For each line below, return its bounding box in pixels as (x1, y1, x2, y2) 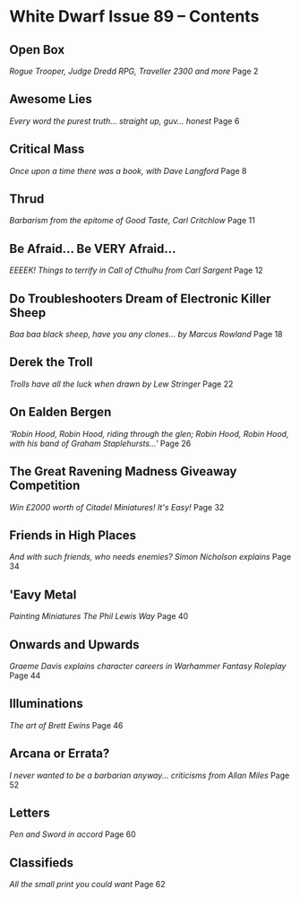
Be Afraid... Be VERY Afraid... (9, 240, 176, 257)
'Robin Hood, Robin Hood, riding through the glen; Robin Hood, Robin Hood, (9, 428, 289, 439)
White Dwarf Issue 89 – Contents (9, 6, 260, 27)
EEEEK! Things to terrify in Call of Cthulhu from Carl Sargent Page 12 (9, 265, 263, 275)
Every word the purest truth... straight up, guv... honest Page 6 (9, 115, 240, 126)
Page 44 (9, 670, 41, 681)
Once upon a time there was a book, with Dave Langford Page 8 (9, 165, 247, 176)
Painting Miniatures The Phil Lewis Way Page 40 (9, 611, 189, 622)
